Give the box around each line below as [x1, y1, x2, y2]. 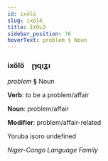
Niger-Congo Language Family [7, 146, 98, 155]
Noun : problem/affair [7, 104, 70, 113]
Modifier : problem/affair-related [7, 118, 102, 127]
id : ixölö [7, 10, 37, 18]
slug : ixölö [7, 17, 43, 24]
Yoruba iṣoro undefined [7, 132, 77, 140]
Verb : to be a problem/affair [7, 91, 90, 99]
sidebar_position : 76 [7, 30, 72, 38]
